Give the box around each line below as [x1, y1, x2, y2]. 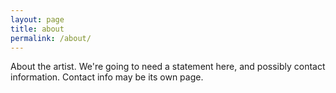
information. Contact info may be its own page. [10, 71, 204, 83]
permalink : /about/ [10, 33, 92, 43]
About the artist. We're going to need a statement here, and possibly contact [10, 61, 326, 73]
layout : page [10, 14, 65, 25]
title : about [10, 24, 65, 34]
